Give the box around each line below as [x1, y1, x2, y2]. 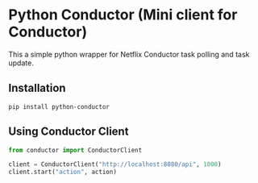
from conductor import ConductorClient [8, 146, 143, 154]
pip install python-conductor [8, 102, 110, 110]
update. [8, 58, 34, 68]
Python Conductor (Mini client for [8, 6, 238, 24]
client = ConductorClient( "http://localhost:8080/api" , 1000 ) [8, 160, 222, 168]
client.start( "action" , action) [8, 168, 117, 177]
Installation [8, 81, 66, 95]
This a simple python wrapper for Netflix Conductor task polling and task [8, 49, 250, 59]
